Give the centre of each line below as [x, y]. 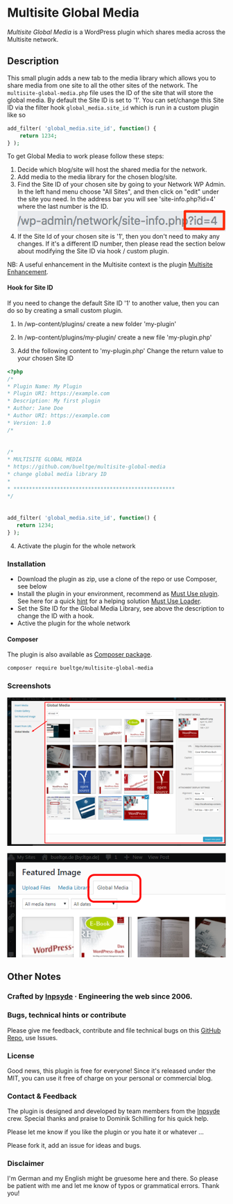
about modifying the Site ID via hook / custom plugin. [93, 251]
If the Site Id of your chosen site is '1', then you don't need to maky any [118, 236]
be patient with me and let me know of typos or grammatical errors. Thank [113, 1186]
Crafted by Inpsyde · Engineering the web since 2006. [100, 997]
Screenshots [29, 686]
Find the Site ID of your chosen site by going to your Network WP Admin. [121, 185]
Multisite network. [33, 39]
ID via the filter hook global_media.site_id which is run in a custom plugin [113, 107]
